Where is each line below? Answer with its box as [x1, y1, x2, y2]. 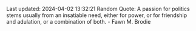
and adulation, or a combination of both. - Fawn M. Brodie [6, 18, 151, 25]
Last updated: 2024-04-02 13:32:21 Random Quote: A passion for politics [6, 5, 190, 12]
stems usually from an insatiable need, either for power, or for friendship [6, 12, 188, 19]
